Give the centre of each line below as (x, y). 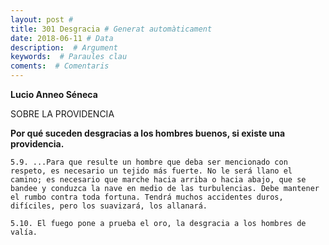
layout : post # (42, 19)
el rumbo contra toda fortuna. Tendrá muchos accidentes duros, (147, 197)
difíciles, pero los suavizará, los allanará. (109, 206)
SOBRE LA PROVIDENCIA (62, 114)
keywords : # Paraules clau (69, 57)
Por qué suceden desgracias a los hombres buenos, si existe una (148, 133)
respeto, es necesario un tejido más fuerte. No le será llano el (151, 171)
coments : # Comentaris (60, 66)
